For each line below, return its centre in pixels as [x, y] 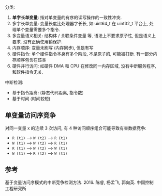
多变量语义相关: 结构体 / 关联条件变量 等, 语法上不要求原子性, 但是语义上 [84, 36]
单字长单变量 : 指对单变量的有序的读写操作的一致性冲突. [67, 17]
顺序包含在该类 [31, 60]
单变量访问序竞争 [30, 115]
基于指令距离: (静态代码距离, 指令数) [48, 93]
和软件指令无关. [28, 72]
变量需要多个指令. [43, 30]
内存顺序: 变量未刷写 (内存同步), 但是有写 [52, 48]
